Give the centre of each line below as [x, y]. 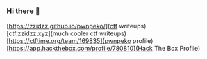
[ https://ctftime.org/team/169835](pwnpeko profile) [80, 41]
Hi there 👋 [24, 11]
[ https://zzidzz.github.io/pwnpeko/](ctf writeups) [76, 26]
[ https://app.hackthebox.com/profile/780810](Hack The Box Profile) [104, 49]
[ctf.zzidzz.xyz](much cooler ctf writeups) [66, 33]
